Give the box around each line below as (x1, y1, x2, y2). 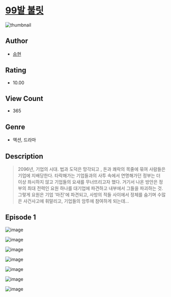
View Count (5, 94, 43, 103)
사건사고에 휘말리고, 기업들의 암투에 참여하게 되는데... (23, 198, 129, 204)
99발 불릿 (5, 5, 44, 16)
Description (5, 152, 43, 161)
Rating (5, 66, 26, 75)
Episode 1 (5, 213, 37, 222)
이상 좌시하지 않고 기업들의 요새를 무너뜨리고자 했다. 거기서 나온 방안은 (17, 179, 158, 185)
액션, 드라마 (12, 137, 37, 143)
